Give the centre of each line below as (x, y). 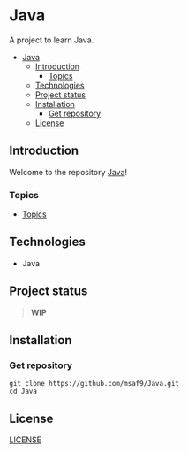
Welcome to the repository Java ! (68, 172)
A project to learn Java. (52, 40)
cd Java (23, 392)
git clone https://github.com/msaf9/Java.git (94, 384)
